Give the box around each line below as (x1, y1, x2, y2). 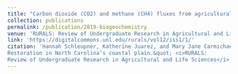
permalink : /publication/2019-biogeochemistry (7, 23, 147, 30)
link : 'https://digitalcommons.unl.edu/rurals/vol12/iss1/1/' (7, 37, 195, 44)
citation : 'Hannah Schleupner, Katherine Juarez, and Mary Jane (7, 43, 201, 50)
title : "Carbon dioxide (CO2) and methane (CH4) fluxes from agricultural (7, 10, 233, 18)
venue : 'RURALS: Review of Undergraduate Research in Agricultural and (7, 30, 223, 37)
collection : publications (7, 17, 84, 24)
